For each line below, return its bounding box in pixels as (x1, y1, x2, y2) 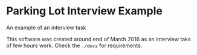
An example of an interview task (6, 24, 86, 31)
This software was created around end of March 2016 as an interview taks (6, 35, 192, 42)
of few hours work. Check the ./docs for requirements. (6, 42, 143, 49)
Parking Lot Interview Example (6, 4, 163, 18)
